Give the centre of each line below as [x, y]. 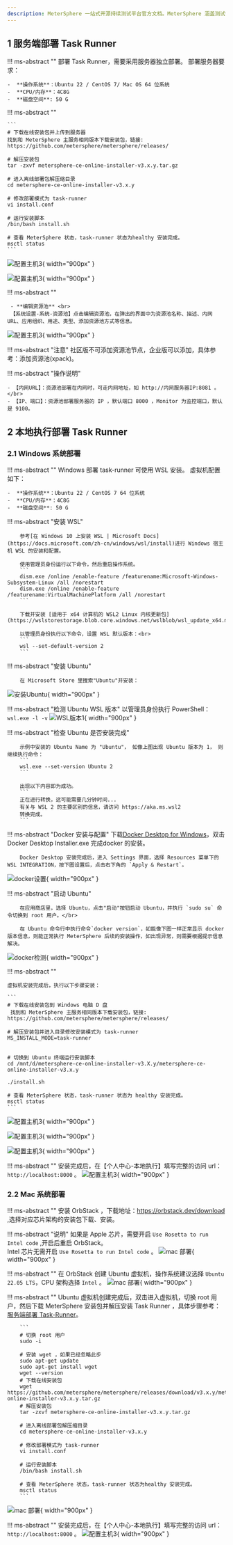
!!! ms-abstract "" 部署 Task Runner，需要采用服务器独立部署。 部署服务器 [113, 62]
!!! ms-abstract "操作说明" [44, 374]
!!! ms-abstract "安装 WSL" [45, 522]
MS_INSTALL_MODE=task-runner [49, 1038]
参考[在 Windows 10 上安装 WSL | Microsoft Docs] [89, 537]
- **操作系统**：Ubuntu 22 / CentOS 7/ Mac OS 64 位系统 [88, 85]
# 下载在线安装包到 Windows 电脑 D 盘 [58, 1005]
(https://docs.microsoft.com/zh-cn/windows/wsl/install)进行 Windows [109, 544]
